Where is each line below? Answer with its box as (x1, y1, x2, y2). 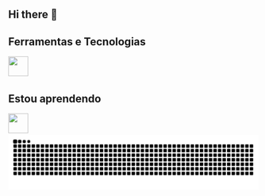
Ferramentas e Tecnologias (8, 35, 147, 48)
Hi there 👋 (8, 8, 58, 21)
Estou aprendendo (8, 92, 102, 106)
